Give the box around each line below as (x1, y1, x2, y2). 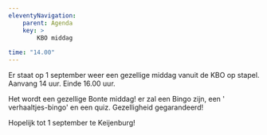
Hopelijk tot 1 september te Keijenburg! (8, 118, 135, 127)
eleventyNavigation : (8, 11, 77, 20)
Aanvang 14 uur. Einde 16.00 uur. (8, 79, 116, 88)
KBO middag (37, 33, 73, 42)
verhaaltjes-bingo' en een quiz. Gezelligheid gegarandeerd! (8, 102, 204, 112)
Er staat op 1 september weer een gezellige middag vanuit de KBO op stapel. (8, 71, 260, 79)
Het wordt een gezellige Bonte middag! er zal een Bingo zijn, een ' (8, 94, 226, 103)
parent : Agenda (22, 19, 73, 27)
